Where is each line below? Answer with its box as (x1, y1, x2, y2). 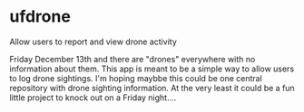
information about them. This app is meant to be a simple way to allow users (9, 63, 295, 74)
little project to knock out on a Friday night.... (9, 92, 177, 103)
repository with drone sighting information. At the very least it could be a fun (9, 82, 295, 93)
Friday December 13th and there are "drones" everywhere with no (9, 53, 256, 64)
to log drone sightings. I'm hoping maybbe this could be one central (9, 72, 263, 83)
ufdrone (9, 6, 71, 27)
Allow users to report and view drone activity (9, 36, 177, 47)
